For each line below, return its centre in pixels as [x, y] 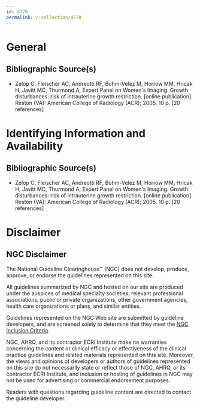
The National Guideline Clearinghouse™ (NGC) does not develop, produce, [98, 269]
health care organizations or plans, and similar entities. [74, 306]
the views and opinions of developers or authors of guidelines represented [98, 361]
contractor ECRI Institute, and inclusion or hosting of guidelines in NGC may [99, 374]
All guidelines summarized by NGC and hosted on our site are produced [95, 287]
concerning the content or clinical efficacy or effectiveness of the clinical [96, 348]
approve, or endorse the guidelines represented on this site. [80, 275]
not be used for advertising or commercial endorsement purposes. [88, 380]
